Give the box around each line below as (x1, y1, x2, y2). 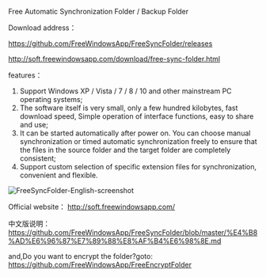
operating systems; (19, 95, 83, 104)
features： (8, 70, 43, 80)
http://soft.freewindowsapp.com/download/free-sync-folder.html (8, 55, 220, 63)
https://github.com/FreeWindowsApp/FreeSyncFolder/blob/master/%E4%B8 (8, 228, 258, 237)
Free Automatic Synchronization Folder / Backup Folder (8, 7, 189, 16)
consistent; (19, 154, 57, 163)
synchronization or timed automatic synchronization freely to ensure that (19, 137, 257, 146)
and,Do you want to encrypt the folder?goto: (8, 252, 153, 260)
